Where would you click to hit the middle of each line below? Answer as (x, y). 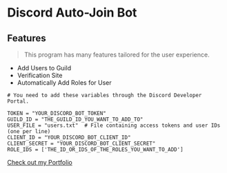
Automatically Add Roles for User (64, 83)
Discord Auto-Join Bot (72, 13)
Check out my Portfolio (40, 162)
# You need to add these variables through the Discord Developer (105, 95)
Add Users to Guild (44, 68)
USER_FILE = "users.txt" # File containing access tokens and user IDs (114, 125)
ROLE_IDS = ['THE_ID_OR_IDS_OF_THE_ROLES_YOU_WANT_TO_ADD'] (96, 150)
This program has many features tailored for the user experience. (117, 54)
